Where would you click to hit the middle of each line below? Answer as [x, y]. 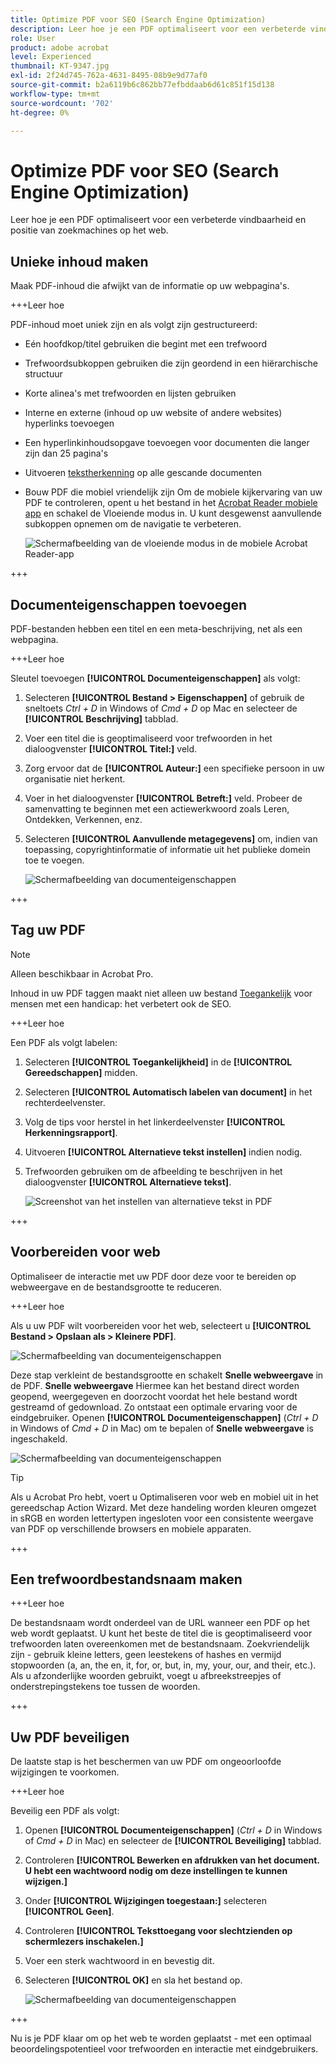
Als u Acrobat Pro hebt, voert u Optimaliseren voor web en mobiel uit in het [164, 1497]
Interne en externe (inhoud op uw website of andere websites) [153, 413]
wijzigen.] [46, 1882]
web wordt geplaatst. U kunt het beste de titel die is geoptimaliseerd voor [161, 1633]
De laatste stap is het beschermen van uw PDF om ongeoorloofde [146, 1762]
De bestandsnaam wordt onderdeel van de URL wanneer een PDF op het [160, 1623]
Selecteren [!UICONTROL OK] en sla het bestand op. [133, 1980]
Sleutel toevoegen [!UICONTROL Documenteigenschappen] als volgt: [155, 678]
